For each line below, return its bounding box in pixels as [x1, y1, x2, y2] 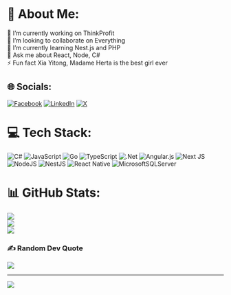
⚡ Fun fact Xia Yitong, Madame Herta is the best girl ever [7, 58, 168, 67]
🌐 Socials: [7, 81, 52, 93]
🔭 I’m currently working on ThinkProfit [7, 29, 115, 37]
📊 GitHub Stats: [7, 185, 101, 200]
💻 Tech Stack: [7, 124, 92, 140]
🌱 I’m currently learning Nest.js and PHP [7, 43, 121, 52]
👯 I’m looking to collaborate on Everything [7, 36, 126, 44]
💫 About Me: [7, 6, 80, 22]
